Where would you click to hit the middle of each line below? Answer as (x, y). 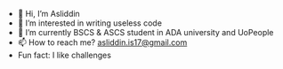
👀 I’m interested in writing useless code (90, 23)
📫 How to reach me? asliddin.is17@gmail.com (102, 42)
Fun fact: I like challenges (64, 55)
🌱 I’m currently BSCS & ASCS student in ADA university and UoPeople (146, 32)
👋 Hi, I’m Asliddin (49, 14)
